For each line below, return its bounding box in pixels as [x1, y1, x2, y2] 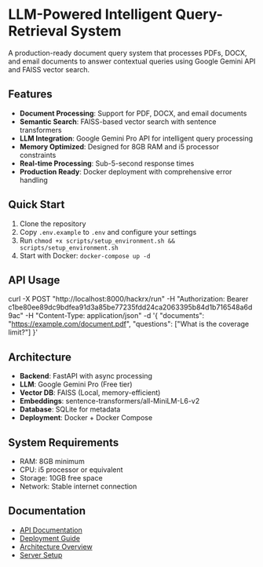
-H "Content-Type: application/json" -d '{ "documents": [24, 311, 205, 320]
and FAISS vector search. [8, 64, 90, 74]
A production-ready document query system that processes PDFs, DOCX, [8, 48, 247, 57]
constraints [19, 150, 57, 159]
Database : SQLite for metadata [19, 404, 121, 414]
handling [19, 175, 49, 185]
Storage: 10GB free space [19, 474, 104, 482]
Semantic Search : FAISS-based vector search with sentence [19, 116, 217, 126]
